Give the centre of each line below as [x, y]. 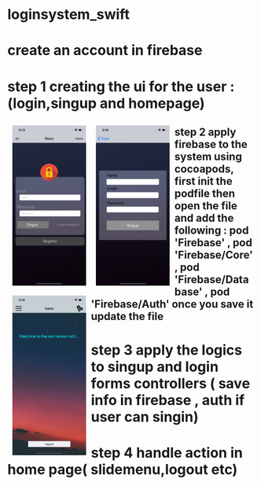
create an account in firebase [105, 51]
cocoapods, [204, 169]
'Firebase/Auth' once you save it [172, 304]
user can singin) [145, 417]
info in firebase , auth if [168, 401]
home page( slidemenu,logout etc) [123, 470]
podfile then [205, 193]
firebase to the [211, 144]
